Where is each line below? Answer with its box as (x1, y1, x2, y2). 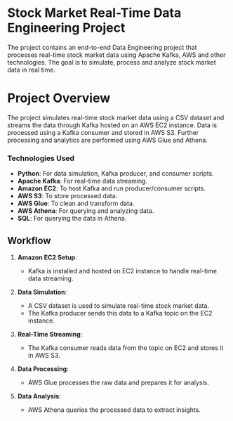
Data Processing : (17, 364, 69, 373)
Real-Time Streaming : (17, 330, 83, 338)
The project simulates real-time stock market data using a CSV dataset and (7, 113, 225, 122)
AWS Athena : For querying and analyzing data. (17, 207, 154, 215)
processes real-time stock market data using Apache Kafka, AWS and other (7, 51, 226, 59)
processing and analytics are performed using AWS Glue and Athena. (7, 136, 208, 144)
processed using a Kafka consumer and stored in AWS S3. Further (7, 128, 199, 136)
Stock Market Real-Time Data (7, 5, 182, 21)
